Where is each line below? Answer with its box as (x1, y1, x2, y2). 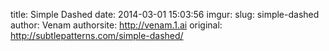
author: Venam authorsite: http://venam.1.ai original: (10, 19, 223, 31)
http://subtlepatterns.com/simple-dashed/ (10, 30, 184, 41)
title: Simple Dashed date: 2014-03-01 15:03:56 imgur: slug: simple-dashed (10, 9, 320, 20)
